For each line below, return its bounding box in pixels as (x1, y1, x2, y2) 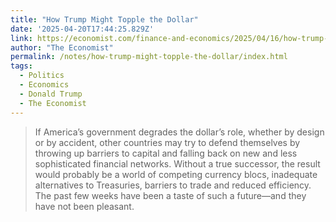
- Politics (19, 71, 65, 81)
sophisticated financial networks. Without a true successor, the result (34, 157, 321, 170)
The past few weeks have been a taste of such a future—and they (34, 189, 307, 201)
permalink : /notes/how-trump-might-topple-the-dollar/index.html (10, 52, 288, 62)
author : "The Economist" (10, 42, 114, 53)
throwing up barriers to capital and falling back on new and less (34, 147, 298, 159)
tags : (10, 61, 33, 71)
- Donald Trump (19, 89, 83, 99)
